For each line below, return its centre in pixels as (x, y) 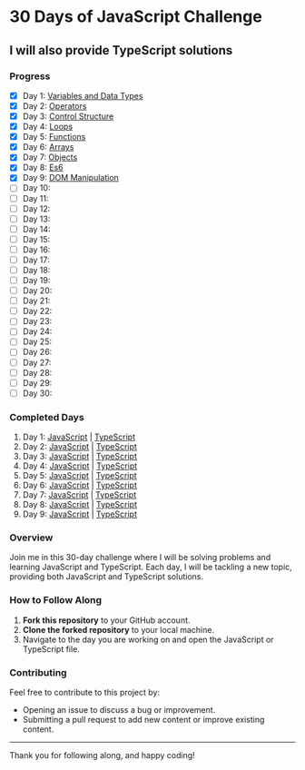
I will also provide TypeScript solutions (121, 50)
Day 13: (36, 219)
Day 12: (36, 208)
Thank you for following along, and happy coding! (102, 755)
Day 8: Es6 (43, 168)
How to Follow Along (56, 600)
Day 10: (36, 188)
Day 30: (37, 393)
